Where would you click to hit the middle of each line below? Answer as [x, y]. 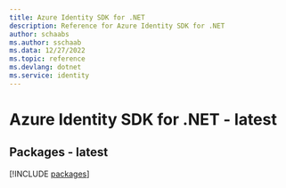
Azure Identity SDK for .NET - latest [143, 119]
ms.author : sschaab [45, 42]
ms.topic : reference [48, 59]
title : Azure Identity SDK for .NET [77, 17]
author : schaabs [39, 34]
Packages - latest [59, 152]
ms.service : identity [49, 76]
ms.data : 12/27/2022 [48, 51]
